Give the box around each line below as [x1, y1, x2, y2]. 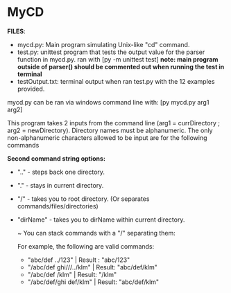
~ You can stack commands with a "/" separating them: [17, 229, 176, 237]
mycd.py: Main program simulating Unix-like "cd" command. [17, 40, 190, 48]
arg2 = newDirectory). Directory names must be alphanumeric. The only [7, 126, 213, 134]
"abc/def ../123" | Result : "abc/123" [27, 256, 130, 264]
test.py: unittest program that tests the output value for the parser [17, 48, 205, 56]
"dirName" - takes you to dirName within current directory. [17, 215, 185, 224]
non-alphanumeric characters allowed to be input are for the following [7, 133, 207, 142]
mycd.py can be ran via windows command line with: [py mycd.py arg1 [7, 98, 209, 106]
